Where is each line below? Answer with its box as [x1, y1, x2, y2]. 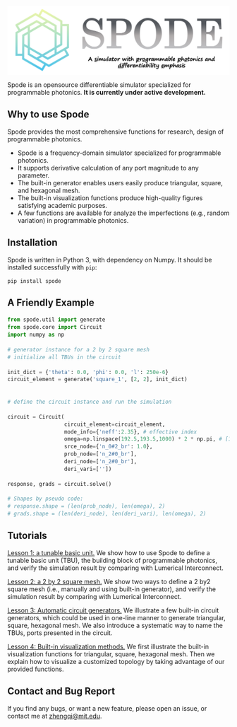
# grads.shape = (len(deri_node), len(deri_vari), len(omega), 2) [7, 511, 207, 518]
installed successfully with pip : [7, 263, 97, 272]
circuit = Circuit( [7, 413, 65, 420]
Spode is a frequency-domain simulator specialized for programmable [17, 149, 221, 157]
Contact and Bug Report [7, 685, 115, 697]
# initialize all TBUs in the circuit [7, 354, 121, 361]
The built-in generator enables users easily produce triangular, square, [17, 178, 224, 187]
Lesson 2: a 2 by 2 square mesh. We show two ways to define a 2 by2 [7, 577, 211, 586]
